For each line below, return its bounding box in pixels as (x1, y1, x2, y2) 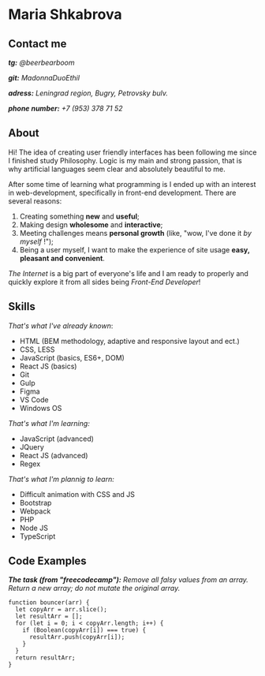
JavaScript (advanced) (19, 434, 95, 443)
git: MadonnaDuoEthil (8, 73, 80, 82)
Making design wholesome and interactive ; (19, 219, 163, 230)
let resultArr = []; (15, 613, 83, 621)
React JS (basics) (19, 361, 77, 371)
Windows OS (19, 403, 62, 413)
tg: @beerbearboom (8, 58, 75, 67)
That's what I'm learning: (8, 418, 91, 428)
